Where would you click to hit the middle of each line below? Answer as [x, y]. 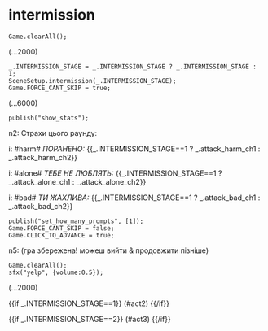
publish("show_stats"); [49, 118]
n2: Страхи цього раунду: [53, 133]
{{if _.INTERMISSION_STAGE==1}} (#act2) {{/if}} [89, 303]
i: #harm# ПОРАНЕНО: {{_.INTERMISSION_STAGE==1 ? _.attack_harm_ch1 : [134, 149]
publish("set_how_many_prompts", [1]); [76, 221]
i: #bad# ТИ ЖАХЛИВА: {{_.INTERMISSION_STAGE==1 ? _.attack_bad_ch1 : [134, 198]
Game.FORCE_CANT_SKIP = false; [62, 228]
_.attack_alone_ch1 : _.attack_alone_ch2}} [77, 181]
